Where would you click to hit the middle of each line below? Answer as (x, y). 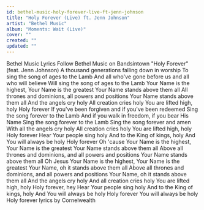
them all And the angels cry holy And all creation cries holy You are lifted (98, 181)
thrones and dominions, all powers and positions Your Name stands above (100, 96)
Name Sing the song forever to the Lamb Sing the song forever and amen (99, 122)
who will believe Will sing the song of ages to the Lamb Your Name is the (98, 83)
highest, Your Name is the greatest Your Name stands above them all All (97, 89)
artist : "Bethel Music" (37, 23)
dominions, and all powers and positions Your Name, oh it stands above (96, 174)
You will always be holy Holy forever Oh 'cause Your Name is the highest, (99, 141)
